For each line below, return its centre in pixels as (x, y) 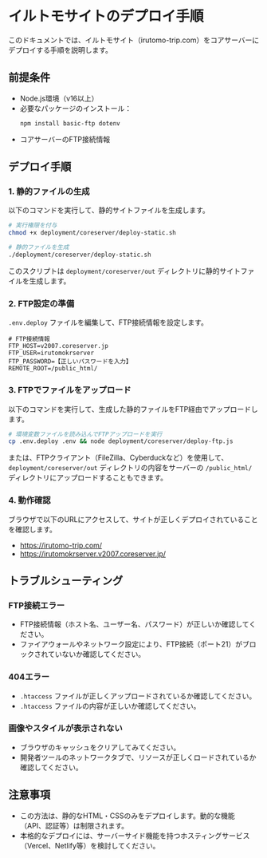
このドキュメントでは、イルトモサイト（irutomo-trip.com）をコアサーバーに (134, 40)
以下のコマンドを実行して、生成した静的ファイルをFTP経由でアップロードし (133, 409)
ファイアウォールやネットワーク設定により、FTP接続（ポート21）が (131, 644)
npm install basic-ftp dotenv (70, 123)
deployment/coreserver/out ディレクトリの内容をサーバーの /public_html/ (130, 468)
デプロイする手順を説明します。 (61, 49)
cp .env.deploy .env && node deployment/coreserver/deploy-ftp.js (121, 441)
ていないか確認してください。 (96, 654)
